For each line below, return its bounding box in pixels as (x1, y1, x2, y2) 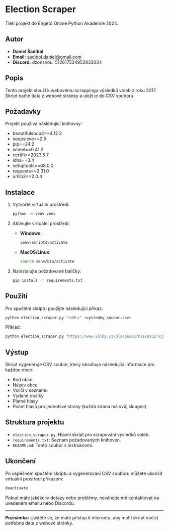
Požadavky (5, 107, 41, 116)
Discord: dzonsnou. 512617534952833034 (12, 59, 102, 65)
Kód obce (12, 377, 33, 383)
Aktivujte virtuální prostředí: (12, 220, 70, 227)
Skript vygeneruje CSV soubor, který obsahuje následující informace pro (5, 362, 155, 368)
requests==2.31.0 (12, 168, 49, 174)
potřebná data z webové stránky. (5, 520, 74, 526)
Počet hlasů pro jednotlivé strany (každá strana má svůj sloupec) (12, 404, 147, 410)
